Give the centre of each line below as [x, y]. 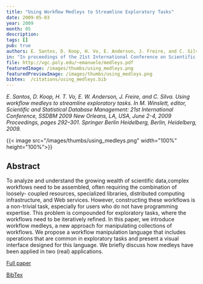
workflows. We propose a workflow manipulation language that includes [96, 232]
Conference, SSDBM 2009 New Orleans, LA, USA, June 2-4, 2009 [89, 116]
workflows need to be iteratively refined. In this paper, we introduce [90, 219]
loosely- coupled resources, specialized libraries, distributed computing [96, 193]
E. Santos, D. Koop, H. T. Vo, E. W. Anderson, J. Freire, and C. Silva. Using [98, 97]
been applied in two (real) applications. [55, 251]
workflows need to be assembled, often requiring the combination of [92, 187]
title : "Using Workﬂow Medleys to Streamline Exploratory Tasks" [90, 12]
